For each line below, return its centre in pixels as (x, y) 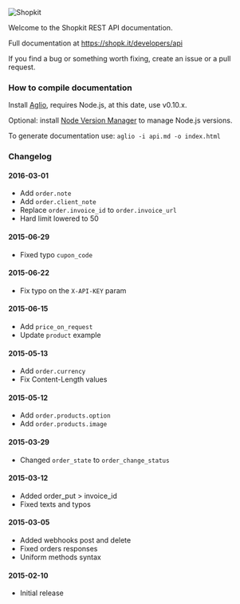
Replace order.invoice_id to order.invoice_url (98, 210)
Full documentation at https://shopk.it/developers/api (96, 43)
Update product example (60, 335)
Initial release (41, 593)
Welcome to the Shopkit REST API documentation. (90, 27)
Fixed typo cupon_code (56, 254)
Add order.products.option (65, 415)
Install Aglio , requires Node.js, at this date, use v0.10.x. (98, 105)
